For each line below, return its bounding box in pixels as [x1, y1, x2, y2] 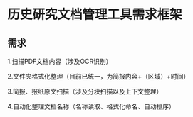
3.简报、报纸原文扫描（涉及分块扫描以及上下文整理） [7, 87, 163, 96]
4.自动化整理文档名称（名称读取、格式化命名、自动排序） [7, 102, 176, 111]
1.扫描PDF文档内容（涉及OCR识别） [7, 57, 113, 65]
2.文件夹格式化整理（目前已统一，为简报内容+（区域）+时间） [7, 72, 190, 80]
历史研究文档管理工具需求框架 [7, 6, 183, 23]
